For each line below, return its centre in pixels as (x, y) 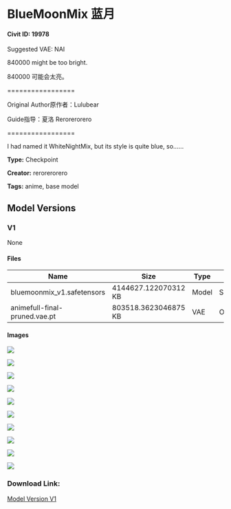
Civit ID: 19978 (28, 34)
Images (18, 335)
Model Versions (42, 208)
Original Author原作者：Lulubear (53, 105)
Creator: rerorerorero (37, 173)
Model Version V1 (32, 499)
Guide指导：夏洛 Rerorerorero (49, 119)
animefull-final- (37, 308)
